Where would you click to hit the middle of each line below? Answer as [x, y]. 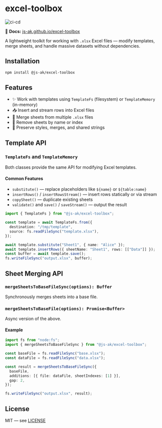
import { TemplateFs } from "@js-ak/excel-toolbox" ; [60, 214]
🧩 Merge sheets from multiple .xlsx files [53, 117]
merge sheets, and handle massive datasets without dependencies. [72, 46]
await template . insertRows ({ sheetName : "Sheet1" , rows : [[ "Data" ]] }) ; [80, 249]
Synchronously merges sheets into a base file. [52, 297]
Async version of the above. [33, 319]
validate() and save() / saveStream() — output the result [70, 205]
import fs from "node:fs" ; [32, 340]
